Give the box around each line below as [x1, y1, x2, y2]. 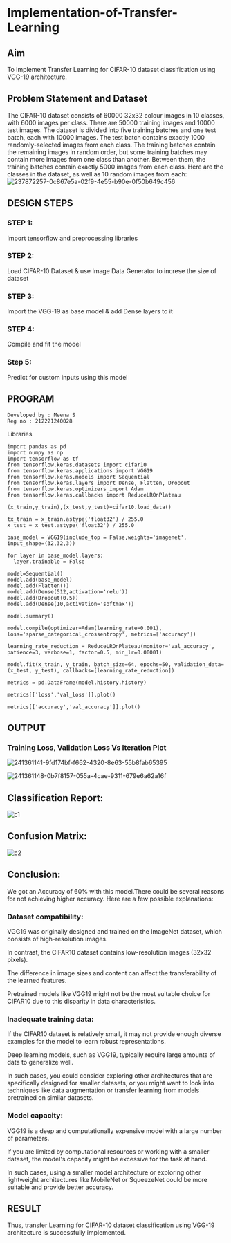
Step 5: [7, 358, 33, 367]
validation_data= [174, 661, 225, 668]
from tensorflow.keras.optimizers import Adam [7, 486, 144, 492]
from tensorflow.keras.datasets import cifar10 [7, 461, 147, 468]
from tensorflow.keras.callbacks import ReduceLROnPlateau [7, 491, 181, 499]
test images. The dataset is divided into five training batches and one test [7, 126, 216, 134]
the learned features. [7, 976, 67, 984]
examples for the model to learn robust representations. [7, 1038, 166, 1046]
